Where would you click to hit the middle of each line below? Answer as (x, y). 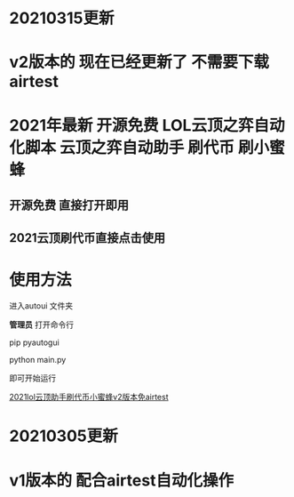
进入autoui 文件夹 (41, 306)
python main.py (38, 360)
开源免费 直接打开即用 (69, 205)
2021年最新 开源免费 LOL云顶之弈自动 (147, 125)
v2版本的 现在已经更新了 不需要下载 (139, 62)
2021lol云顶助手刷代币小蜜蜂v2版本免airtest (89, 397)
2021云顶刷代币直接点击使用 (87, 238)
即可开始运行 (32, 378)
